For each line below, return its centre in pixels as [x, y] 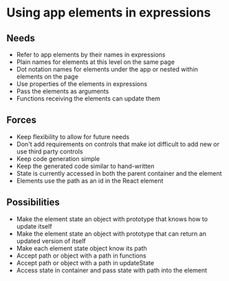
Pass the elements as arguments [63, 91]
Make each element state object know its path [81, 248]
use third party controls [50, 151]
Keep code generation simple [58, 158]
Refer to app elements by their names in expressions [91, 54]
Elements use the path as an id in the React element [90, 180]
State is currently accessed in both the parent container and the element [119, 173]
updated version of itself [51, 241]
